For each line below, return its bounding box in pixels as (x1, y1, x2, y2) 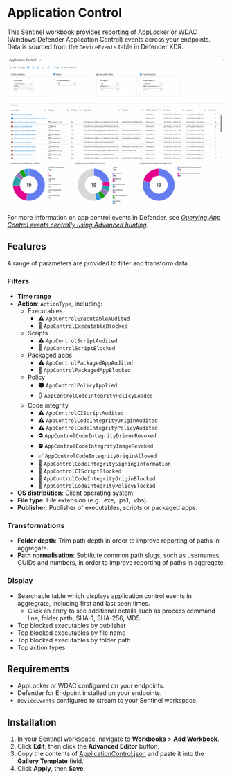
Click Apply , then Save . (17, 764, 85, 773)
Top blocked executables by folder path (17, 636, 131, 644)
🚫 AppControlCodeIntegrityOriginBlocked (37, 474, 156, 482)
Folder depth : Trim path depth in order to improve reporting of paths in (17, 536, 220, 545)
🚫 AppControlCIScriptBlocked (37, 466, 122, 475)
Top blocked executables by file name (17, 629, 126, 637)
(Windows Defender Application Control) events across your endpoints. (7, 35, 211, 43)
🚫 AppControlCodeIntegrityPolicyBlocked (37, 482, 156, 490)
